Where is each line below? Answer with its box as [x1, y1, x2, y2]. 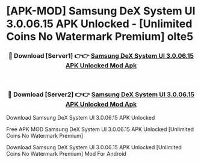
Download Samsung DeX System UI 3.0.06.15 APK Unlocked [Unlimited [6, 143, 182, 151]
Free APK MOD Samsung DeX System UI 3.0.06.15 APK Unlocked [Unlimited [6, 125, 194, 133]
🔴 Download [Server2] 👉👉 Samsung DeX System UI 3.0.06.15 [8, 90, 194, 99]
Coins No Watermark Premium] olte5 [6, 30, 194, 43]
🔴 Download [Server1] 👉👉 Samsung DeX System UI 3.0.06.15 [8, 52, 194, 60]
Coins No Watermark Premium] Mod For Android [6, 150, 126, 157]
